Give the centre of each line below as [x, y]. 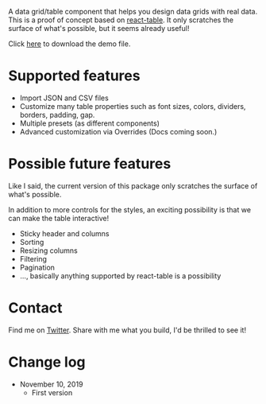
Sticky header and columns [64, 233]
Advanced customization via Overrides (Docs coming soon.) [118, 131]
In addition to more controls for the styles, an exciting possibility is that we [130, 209]
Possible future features [90, 164]
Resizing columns [48, 251]
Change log [47, 362]
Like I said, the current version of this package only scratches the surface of [133, 185]
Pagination [37, 267]
